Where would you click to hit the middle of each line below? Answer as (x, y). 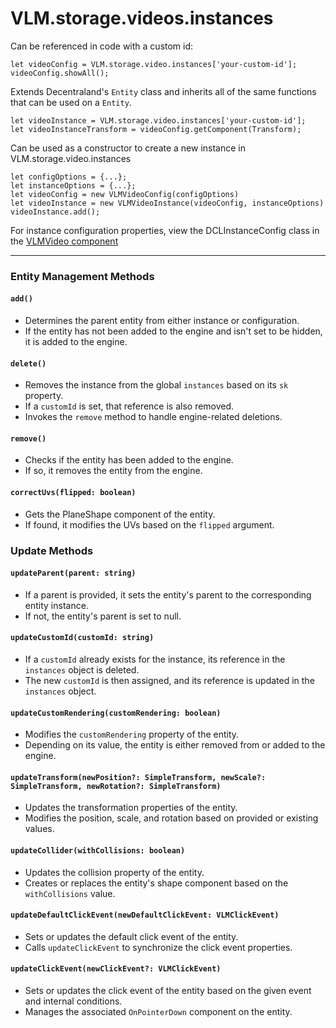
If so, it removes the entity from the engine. (113, 471)
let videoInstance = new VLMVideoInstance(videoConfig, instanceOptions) (167, 203)
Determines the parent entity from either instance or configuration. (162, 321)
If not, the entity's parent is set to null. (103, 616)
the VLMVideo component (64, 241)
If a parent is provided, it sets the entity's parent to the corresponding (168, 594)
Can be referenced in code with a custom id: (102, 46)
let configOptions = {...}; (69, 177)
